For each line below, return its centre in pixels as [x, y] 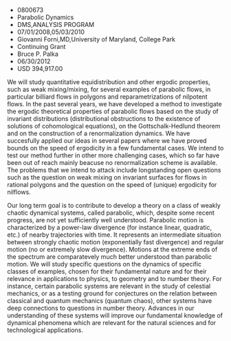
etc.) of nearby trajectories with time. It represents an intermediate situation [114, 235]
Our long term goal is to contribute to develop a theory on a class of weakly [114, 205]
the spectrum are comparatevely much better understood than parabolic [110, 257]
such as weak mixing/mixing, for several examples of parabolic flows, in [109, 89]
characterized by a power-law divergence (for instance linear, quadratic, [109, 227]
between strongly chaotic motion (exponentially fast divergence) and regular [115, 242]
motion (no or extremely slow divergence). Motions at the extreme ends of [112, 249]
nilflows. [19, 192]
